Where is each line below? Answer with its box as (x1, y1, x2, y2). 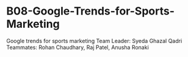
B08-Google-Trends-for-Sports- (6, 4, 175, 18)
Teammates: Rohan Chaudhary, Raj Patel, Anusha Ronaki (6, 44, 150, 51)
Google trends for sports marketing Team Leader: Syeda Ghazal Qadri (6, 37, 183, 44)
